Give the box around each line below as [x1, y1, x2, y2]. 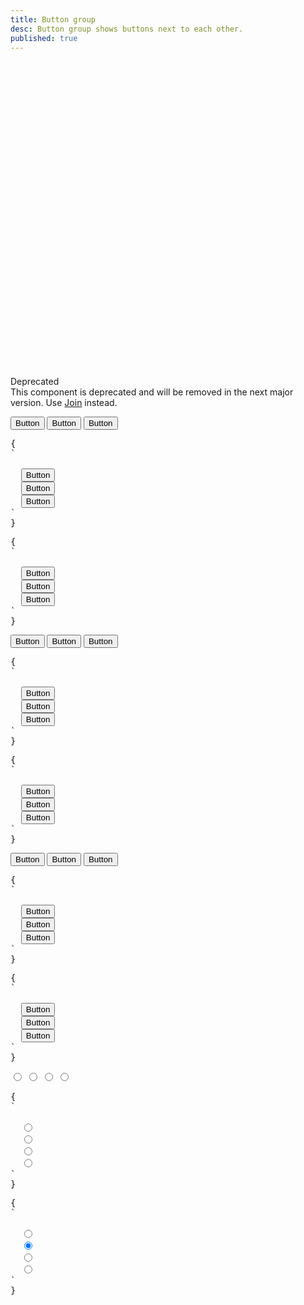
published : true [10, 33, 78, 43]
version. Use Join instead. [10, 397, 118, 409]
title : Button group [10, 14, 97, 25]
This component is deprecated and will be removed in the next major [10, 386, 294, 398]
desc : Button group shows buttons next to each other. [10, 24, 244, 34]
